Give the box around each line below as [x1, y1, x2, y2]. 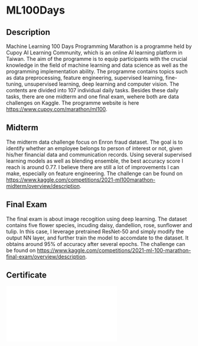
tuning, [6, 80, 24, 88]
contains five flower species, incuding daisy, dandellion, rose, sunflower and [6, 221, 193, 228]
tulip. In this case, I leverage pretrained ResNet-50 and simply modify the [6, 228, 184, 235]
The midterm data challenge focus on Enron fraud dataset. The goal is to [6, 138, 183, 145]
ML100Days [6, 4, 66, 17]
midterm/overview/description [6, 182, 80, 189]
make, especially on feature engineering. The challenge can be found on [6, 170, 183, 177]
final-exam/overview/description [6, 253, 86, 260]
